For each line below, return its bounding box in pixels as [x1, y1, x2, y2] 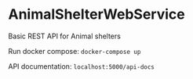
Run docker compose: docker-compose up [8, 46, 141, 56]
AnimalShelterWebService [8, 5, 186, 23]
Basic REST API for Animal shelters [8, 31, 122, 41]
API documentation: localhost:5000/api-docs [8, 61, 155, 71]
